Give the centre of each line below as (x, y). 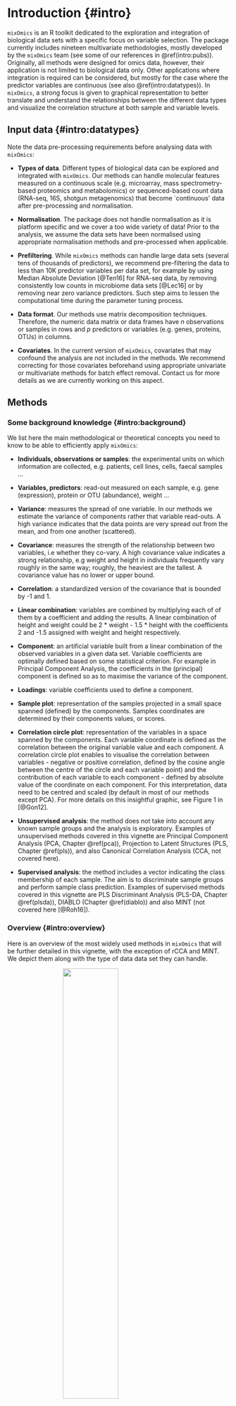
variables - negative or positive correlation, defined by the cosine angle (121, 762)
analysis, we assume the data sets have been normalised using (109, 234)
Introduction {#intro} (69, 13)
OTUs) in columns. (44, 336)
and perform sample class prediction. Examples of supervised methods (121, 887)
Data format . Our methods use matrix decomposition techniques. (112, 314)
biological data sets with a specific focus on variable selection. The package (118, 40)
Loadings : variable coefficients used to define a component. (105, 690)
